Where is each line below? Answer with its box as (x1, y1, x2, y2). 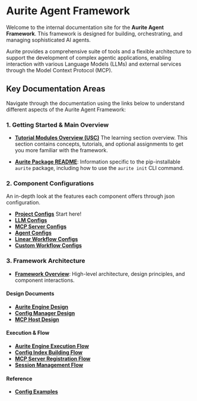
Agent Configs (14, 229, 52, 236)
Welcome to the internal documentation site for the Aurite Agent (6, 24, 164, 31)
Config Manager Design (14, 309, 75, 316)
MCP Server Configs (14, 223, 67, 230)
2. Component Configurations (6, 179, 94, 187)
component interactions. (14, 277, 75, 284)
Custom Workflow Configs (14, 242, 82, 249)
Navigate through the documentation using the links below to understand (6, 100, 185, 107)
